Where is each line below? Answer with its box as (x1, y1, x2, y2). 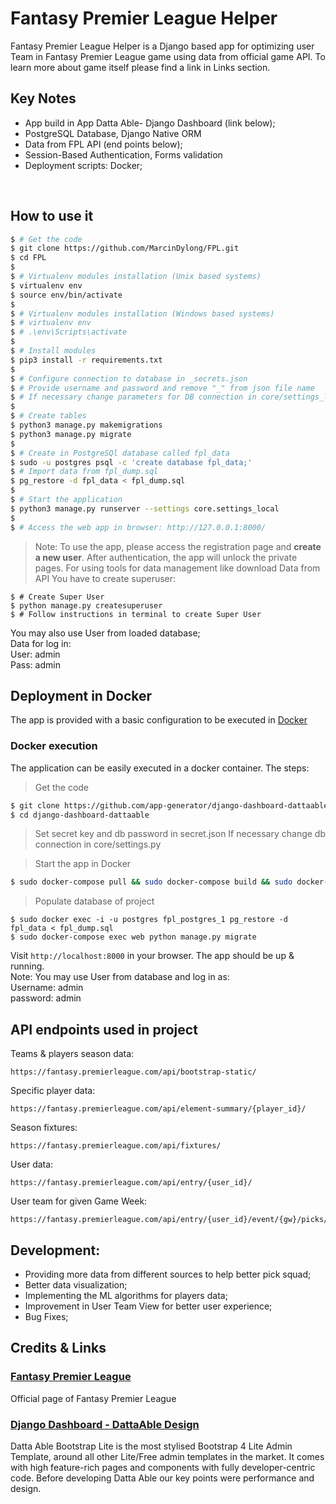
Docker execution (10, 739, 98, 753)
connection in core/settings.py (34, 838, 162, 851)
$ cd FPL (10, 253, 47, 263)
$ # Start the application (10, 495, 123, 505)
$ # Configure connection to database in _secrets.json (10, 373, 248, 384)
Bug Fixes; (24, 1310, 69, 1322)
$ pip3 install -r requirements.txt (10, 355, 163, 365)
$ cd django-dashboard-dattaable (10, 810, 150, 820)
